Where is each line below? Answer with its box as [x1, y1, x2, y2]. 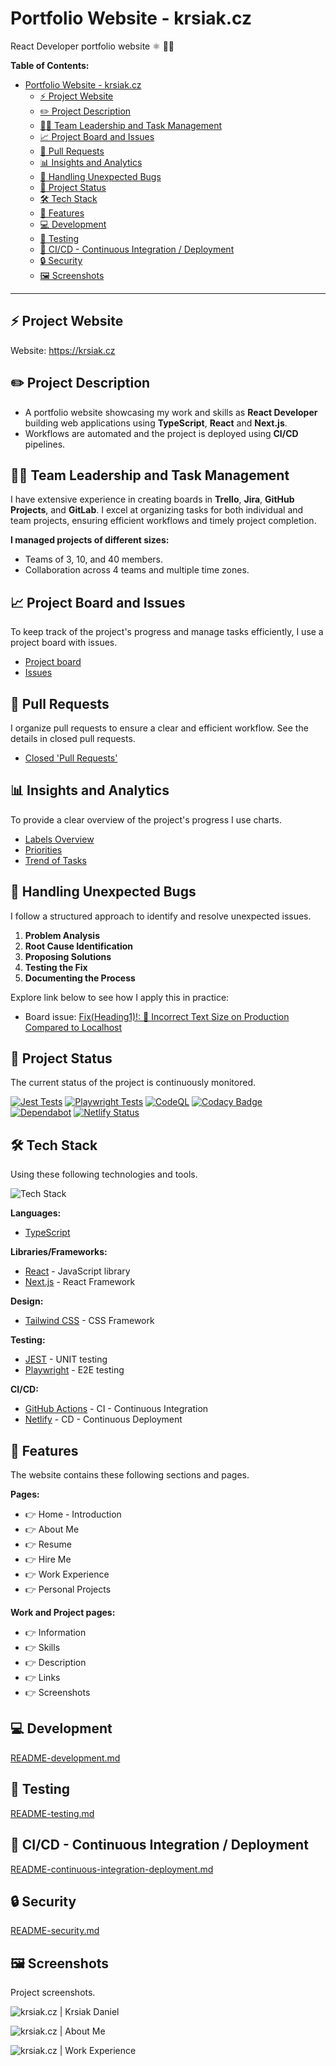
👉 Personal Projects [24, 1583, 112, 1596]
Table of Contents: [10, 59, 90, 71]
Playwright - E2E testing [24, 1364, 125, 1376]
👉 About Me [24, 1523, 80, 1536]
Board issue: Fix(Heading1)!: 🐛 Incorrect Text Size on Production [24, 1010, 290, 1022]
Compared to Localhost [24, 1021, 123, 1033]
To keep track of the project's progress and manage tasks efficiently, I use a [10, 626, 324, 638]
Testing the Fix [24, 961, 88, 973]
